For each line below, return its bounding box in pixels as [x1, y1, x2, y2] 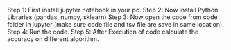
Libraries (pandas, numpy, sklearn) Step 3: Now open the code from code [7, 13, 218, 21]
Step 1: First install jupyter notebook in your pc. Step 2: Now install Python [7, 6, 219, 14]
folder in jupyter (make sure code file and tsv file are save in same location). [7, 21, 224, 28]
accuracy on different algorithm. [7, 35, 99, 43]
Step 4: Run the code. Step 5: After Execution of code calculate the [7, 27, 199, 36]
